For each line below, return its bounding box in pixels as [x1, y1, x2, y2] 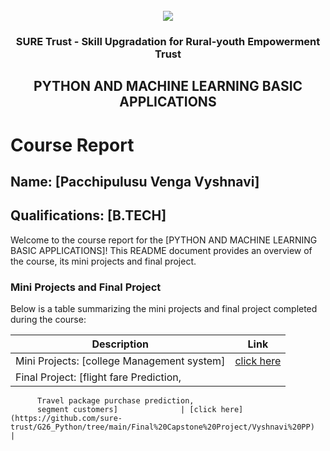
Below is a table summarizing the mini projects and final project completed [10, 303, 318, 314]
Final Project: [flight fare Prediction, [15, 370, 182, 384]
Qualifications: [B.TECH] [10, 207, 167, 224]
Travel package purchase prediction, [36, 396, 195, 406]
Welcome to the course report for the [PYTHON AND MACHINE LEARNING [10, 234, 318, 246]
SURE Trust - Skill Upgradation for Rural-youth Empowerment [15, 34, 321, 48]
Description [91, 337, 149, 351]
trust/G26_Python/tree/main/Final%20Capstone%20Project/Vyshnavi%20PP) [10, 422, 315, 432]
